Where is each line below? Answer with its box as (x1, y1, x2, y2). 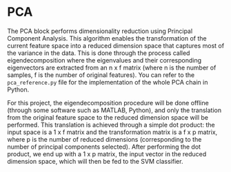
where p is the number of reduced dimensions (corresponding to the (7, 135, 202, 143)
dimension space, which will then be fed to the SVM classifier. (7, 157, 183, 165)
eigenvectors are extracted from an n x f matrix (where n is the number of (7, 63, 217, 72)
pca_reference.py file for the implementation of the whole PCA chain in (7, 78, 208, 86)
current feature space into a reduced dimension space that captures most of (7, 41, 225, 50)
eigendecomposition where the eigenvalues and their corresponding (7, 56, 202, 64)
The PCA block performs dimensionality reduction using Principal (7, 27, 193, 35)
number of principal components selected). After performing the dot (7, 142, 201, 151)
